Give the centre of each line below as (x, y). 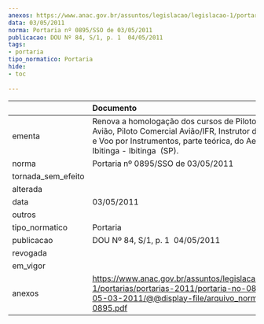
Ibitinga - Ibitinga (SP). (136, 150)
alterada (27, 189)
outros (24, 215)
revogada (29, 252)
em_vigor (29, 266)
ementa (26, 136)
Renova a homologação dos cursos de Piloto (174, 121)
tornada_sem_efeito (48, 176)
